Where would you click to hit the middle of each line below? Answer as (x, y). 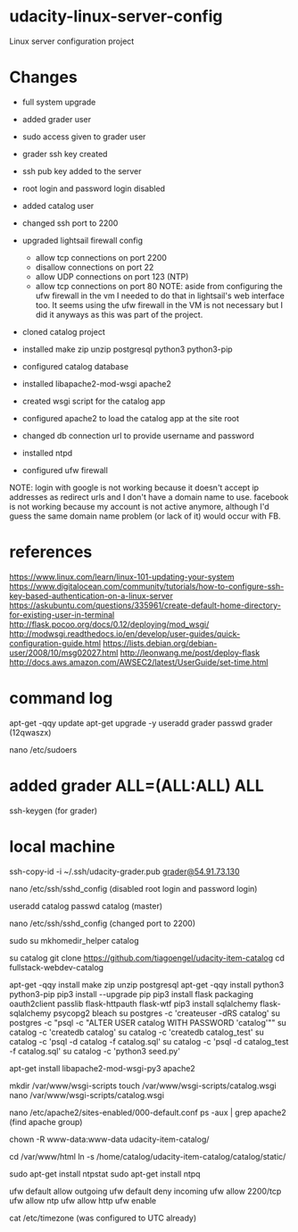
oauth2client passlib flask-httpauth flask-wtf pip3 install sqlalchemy (134, 1003)
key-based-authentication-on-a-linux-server (91, 595)
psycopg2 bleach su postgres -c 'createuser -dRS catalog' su (167, 1013)
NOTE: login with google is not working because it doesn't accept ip (134, 487)
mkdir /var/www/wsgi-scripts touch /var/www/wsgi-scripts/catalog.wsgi (143, 1086)
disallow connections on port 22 (95, 267)
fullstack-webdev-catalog (57, 967)
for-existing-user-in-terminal (62, 614)
